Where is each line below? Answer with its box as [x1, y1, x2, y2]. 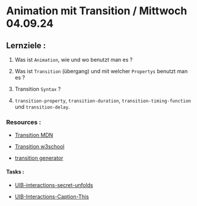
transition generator [14, 154, 63, 161]
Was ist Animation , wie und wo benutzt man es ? [14, 56, 133, 63]
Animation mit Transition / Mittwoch [6, 4, 188, 18]
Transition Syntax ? [14, 85, 61, 93]
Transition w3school [14, 143, 65, 150]
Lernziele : [6, 40, 46, 50]
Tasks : [6, 168, 25, 175]
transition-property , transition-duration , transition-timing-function [14, 97, 191, 104]
